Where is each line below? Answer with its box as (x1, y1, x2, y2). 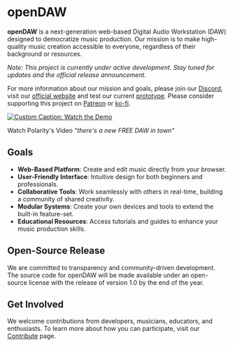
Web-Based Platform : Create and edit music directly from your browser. (17, 165, 227, 173)
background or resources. (7, 50, 83, 58)
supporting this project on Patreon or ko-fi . (7, 99, 131, 107)
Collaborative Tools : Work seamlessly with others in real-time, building (17, 187, 223, 196)
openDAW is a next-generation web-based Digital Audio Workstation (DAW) (7, 27, 227, 36)
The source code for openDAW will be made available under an (7, 271, 190, 279)
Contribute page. (7, 332, 57, 340)
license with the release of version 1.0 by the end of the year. (29, 278, 204, 287)
